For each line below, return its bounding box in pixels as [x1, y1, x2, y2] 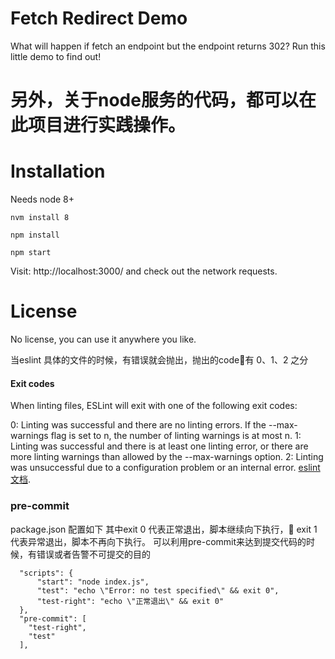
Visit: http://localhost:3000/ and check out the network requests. [10, 265, 278, 277]
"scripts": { [19, 568, 74, 578]
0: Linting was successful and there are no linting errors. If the [10, 419, 267, 431]
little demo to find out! [10, 50, 102, 62]
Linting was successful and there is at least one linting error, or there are [10, 440, 309, 452]
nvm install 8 [10, 213, 70, 223]
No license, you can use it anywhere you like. [10, 333, 197, 345]
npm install [10, 230, 60, 241]
